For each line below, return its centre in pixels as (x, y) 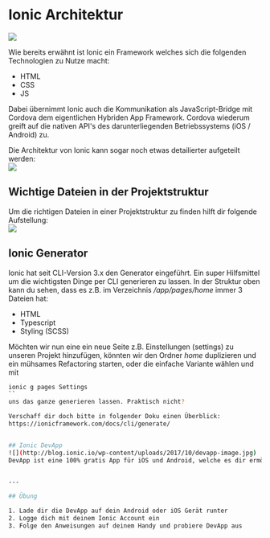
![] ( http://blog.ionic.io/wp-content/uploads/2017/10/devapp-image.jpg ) (133, 453)
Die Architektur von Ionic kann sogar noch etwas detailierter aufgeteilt (124, 150)
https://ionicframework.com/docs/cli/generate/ (90, 424)
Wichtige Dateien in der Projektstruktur (108, 192)
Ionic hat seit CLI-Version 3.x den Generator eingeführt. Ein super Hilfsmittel (134, 273)
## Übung (23, 496)
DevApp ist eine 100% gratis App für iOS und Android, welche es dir (127, 460)
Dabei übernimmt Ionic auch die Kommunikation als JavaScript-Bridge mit (131, 109)
